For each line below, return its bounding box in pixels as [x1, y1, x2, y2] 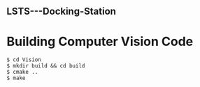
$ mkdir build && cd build [6, 63, 85, 70]
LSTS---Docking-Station [6, 6, 117, 17]
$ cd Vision [6, 56, 41, 63]
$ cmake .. [6, 69, 38, 76]
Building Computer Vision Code [6, 33, 194, 49]
